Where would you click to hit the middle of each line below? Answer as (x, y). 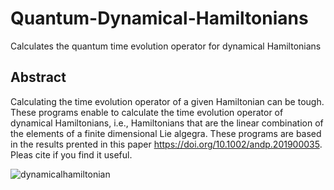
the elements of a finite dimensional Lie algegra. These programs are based (166, 133)
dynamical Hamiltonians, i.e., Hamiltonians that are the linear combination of (167, 123)
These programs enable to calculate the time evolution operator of (147, 112)
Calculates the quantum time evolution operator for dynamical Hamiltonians (166, 46)
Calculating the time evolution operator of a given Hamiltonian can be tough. (167, 101)
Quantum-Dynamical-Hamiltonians (159, 18)
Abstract (38, 77)
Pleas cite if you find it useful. (71, 154)
